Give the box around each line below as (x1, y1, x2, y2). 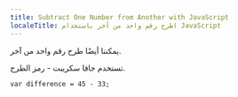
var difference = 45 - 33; (10, 79, 110, 88)
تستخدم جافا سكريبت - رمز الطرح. (10, 63, 126, 73)
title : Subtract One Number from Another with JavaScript (10, 12, 229, 22)
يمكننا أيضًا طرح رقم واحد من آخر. (10, 45, 123, 56)
